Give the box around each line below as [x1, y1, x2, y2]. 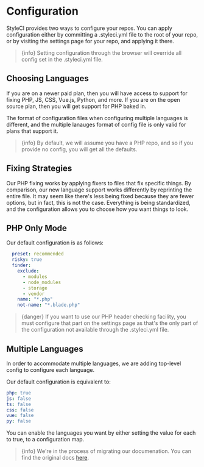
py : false [6, 418, 32, 424]
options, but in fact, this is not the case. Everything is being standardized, [6, 199, 191, 206]
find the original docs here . [21, 454, 90, 462]
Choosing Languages [6, 73, 90, 84]
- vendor [22, 291, 45, 297]
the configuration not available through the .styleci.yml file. [21, 326, 169, 333]
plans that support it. [6, 127, 58, 135]
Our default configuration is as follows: [6, 239, 104, 246]
